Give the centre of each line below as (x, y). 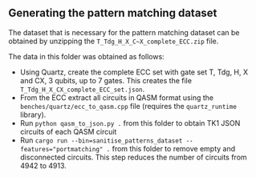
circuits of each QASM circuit (68, 131)
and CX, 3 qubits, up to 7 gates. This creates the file (106, 80)
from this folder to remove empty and (174, 148)
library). (33, 115)
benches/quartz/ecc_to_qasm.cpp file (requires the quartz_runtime (128, 106)
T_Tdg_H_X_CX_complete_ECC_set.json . (82, 89)
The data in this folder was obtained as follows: (86, 56)
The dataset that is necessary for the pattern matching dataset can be (124, 32)
